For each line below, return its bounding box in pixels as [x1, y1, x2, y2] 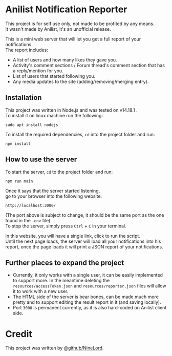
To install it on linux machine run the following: [5, 112, 103, 118]
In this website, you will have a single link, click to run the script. [5, 233, 141, 239]
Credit [5, 328, 32, 340]
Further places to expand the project [5, 258, 124, 267]
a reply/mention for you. [12, 68, 63, 74]
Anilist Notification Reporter [5, 4, 127, 15]
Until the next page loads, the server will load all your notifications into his [5, 238, 161, 244]
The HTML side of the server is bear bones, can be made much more [12, 294, 159, 300]
